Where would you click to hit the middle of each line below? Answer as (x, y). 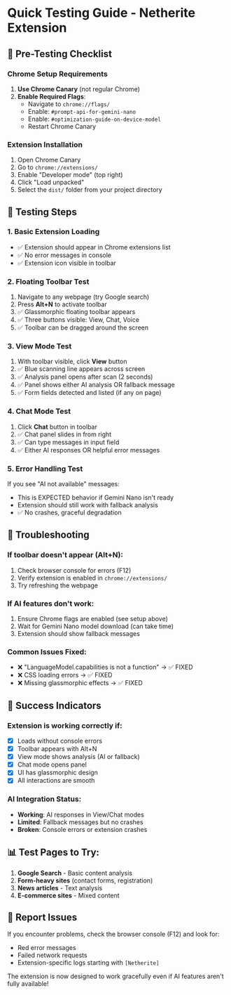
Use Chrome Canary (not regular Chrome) (78, 89)
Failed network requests (52, 955)
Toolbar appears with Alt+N (57, 749)
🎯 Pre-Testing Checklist (59, 54)
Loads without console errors (60, 741)
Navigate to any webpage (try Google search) (83, 297)
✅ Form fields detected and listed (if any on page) (90, 393)
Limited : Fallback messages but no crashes (80, 822)
